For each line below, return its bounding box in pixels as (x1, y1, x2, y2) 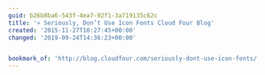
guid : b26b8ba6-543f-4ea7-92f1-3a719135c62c (8, 11, 158, 20)
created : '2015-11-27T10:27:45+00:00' (8, 26, 136, 34)
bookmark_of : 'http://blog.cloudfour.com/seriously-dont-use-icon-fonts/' (8, 54, 261, 63)
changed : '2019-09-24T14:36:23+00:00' (8, 33, 136, 42)
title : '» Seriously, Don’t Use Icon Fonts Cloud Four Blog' (8, 19, 215, 27)
